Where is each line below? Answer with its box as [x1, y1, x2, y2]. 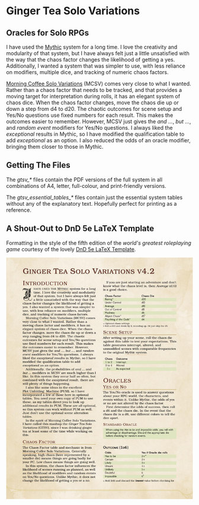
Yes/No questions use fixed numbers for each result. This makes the [6, 111, 174, 119]
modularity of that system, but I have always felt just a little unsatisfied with [6, 50, 190, 57]
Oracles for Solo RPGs [6, 28, 89, 38]
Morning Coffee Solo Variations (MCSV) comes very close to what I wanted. [6, 80, 191, 87]
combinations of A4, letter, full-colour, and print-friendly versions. [6, 182, 167, 189]
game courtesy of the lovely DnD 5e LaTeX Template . [6, 245, 136, 252]
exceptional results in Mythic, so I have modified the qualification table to [6, 130, 185, 138]
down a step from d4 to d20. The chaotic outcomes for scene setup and [6, 106, 182, 112]
